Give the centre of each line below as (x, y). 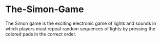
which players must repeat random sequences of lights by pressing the (80, 28)
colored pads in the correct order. (41, 34)
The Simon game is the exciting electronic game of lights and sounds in (81, 23)
